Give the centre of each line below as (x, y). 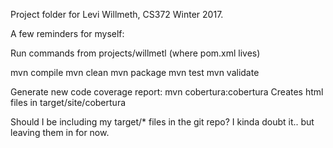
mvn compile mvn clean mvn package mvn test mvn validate (135, 72)
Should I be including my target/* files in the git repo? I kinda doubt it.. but (162, 122)
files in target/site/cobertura (68, 102)
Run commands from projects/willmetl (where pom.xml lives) (135, 53)
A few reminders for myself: (67, 33)
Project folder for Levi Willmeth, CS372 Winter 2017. (117, 14)
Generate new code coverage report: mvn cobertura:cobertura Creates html (167, 92)
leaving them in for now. (60, 132)
